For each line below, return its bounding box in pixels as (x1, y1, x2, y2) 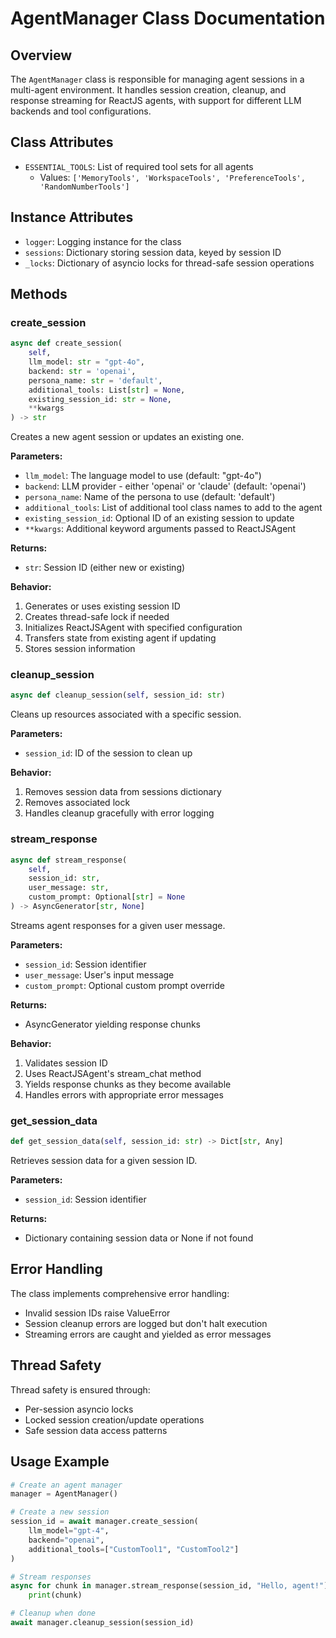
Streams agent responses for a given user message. (10, 919, 226, 931)
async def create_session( (10, 338, 123, 349)
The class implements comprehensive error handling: (10, 1287, 230, 1299)
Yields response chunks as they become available (24, 1078, 232, 1090)
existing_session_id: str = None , (28, 394, 172, 404)
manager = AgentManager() (10, 1489, 118, 1499)
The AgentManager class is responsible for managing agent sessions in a (10, 73, 305, 85)
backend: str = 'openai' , (28, 366, 137, 376)
